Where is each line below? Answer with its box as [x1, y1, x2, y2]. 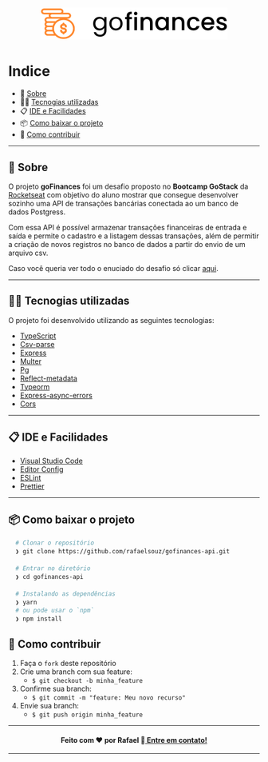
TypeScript [19, 331, 57, 341]
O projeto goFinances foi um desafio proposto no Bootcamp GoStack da [8, 182, 249, 191]
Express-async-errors [19, 390, 93, 400]
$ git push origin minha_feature [31, 711, 144, 719]
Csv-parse [19, 339, 55, 349]
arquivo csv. [8, 248, 49, 257]
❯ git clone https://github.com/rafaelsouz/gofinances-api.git [15, 548, 230, 556]
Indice [8, 62, 50, 81]
